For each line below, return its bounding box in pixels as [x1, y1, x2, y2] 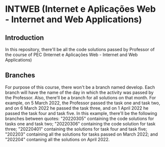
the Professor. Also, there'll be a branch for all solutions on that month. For [5, 94, 156, 100]
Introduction [5, 33, 44, 42]
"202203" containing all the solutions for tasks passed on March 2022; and [5, 131, 158, 137]
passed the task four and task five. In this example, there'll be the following [5, 110, 158, 116]
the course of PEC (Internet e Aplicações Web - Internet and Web [5, 52, 138, 58]
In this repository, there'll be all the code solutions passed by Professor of [5, 47, 155, 52]
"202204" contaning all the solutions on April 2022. [5, 136, 110, 142]
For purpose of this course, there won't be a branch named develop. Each [5, 84, 155, 90]
